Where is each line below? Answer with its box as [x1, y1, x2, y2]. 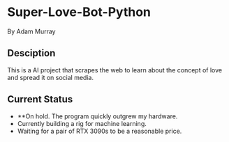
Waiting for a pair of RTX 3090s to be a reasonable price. [17, 127, 182, 135]
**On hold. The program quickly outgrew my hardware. [17, 112, 178, 120]
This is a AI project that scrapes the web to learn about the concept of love [7, 65, 222, 74]
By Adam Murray [7, 27, 56, 35]
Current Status [7, 93, 73, 105]
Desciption [7, 47, 56, 59]
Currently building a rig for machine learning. [17, 119, 147, 127]
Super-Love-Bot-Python [7, 4, 152, 20]
